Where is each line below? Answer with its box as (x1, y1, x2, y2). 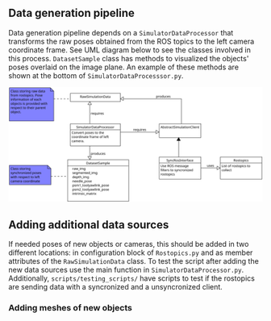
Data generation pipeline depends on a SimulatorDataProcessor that (8, 27, 234, 37)
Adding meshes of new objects (8, 302, 133, 313)
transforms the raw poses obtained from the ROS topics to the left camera (8, 36, 255, 46)
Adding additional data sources (8, 218, 169, 231)
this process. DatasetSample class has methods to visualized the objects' (8, 53, 249, 63)
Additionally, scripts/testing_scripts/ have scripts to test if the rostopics (8, 273, 256, 283)
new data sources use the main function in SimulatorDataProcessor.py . (8, 265, 244, 274)
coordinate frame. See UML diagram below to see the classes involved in (8, 44, 252, 55)
